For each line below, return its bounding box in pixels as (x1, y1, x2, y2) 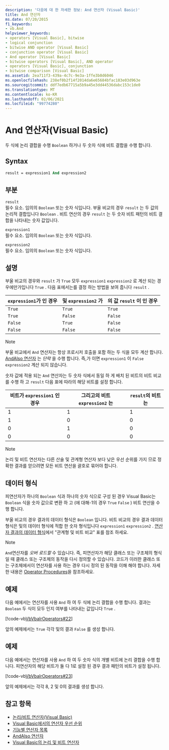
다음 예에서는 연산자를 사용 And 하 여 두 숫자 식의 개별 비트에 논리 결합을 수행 (5, 657, 155, 663)
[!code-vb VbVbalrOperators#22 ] (5, 616, 73, 621)
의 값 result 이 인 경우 (107, 297, 158, 304)
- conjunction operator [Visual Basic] (5, 49, 89, 55)
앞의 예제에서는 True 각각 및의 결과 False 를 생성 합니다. (5, 626, 115, 632)
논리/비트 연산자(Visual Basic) (12, 714, 72, 720)
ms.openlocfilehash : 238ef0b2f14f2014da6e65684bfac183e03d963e (5, 78, 141, 83)
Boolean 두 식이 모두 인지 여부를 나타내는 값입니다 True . (5, 606, 116, 611)
